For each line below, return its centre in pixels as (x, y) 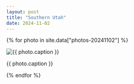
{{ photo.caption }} (30, 63)
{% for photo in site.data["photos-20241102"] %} (67, 40)
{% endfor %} (24, 76)
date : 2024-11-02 (28, 23)
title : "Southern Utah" (36, 18)
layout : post (23, 12)
